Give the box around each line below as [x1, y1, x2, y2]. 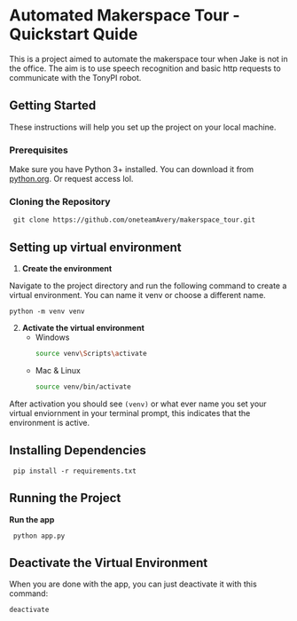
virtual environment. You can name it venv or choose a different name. [9, 290, 266, 301]
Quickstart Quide [9, 24, 138, 44]
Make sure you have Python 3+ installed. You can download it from [9, 164, 254, 175]
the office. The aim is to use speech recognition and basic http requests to [9, 63, 281, 74]
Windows [35, 332, 70, 342]
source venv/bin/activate [35, 382, 131, 391]
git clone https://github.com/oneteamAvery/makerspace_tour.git [12, 216, 255, 224]
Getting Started [9, 98, 97, 114]
